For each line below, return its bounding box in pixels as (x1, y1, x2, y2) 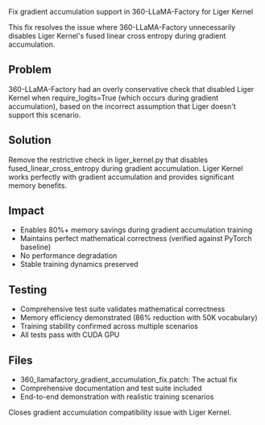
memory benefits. (8, 181, 67, 190)
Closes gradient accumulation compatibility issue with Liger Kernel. (8, 407, 232, 418)
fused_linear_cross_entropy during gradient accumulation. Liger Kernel (8, 163, 243, 173)
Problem (8, 63, 52, 77)
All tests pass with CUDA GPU (19, 330, 120, 340)
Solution (8, 133, 52, 148)
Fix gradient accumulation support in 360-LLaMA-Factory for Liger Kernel (8, 7, 254, 16)
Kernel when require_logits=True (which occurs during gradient (8, 93, 219, 102)
